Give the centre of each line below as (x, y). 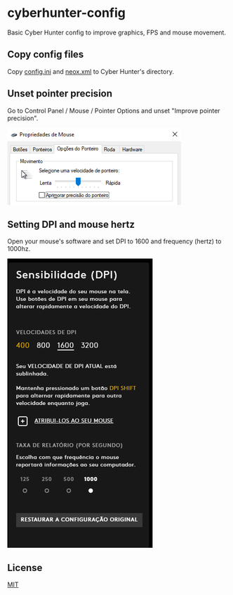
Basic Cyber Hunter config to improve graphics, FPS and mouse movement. (117, 32)
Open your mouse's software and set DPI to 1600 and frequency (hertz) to (114, 241)
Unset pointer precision (60, 94)
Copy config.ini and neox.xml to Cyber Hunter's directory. (91, 71)
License (25, 568)
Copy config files (46, 55)
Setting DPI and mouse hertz (71, 224)
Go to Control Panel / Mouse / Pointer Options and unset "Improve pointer (114, 110)
